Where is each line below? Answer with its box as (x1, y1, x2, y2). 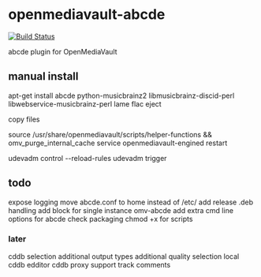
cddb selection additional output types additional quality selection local (8, 251, 240, 261)
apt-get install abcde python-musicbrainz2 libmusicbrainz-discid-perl (8, 91, 235, 100)
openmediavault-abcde (8, 6, 166, 24)
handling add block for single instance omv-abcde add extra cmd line (8, 205, 234, 215)
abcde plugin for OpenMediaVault (8, 47, 117, 56)
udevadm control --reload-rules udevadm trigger (8, 153, 167, 163)
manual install (8, 69, 79, 84)
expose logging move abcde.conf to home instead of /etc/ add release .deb (8, 197, 254, 207)
